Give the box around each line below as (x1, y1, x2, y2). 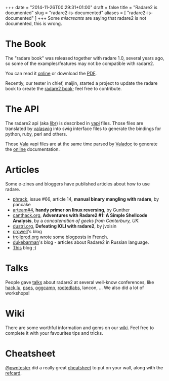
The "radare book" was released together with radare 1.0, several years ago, (5, 55, 164, 61)
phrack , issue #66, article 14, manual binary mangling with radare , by (12, 196, 159, 202)
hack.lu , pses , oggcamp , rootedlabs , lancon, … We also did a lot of (5, 284, 144, 291)
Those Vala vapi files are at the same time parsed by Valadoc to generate (5, 141, 158, 147)
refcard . (5, 370, 22, 376)
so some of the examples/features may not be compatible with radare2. (5, 60, 154, 67)
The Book (5, 38, 47, 50)
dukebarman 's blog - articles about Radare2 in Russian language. (12, 239, 149, 245)
